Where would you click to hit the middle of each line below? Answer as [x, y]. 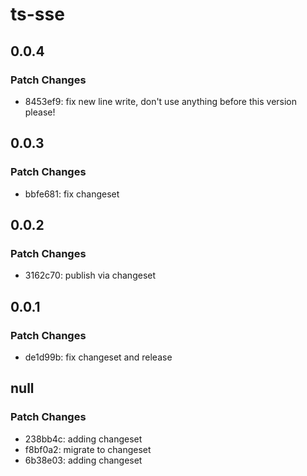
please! [40, 112]
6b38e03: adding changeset [83, 460]
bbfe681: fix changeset [72, 194]
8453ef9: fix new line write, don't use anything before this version [161, 101]
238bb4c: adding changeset [83, 439]
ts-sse [37, 14]
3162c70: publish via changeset [90, 275]
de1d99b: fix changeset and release [98, 357]
